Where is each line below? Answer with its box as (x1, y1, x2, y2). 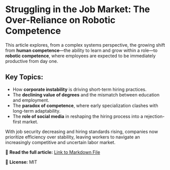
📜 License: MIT (5, 159, 38, 165)
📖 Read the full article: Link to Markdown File (5, 149, 100, 155)
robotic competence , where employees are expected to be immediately (5, 52, 156, 59)
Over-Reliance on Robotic (5, 14, 116, 26)
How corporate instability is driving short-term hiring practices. (12, 86, 147, 92)
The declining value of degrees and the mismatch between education (12, 91, 160, 97)
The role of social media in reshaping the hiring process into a (12, 113, 144, 119)
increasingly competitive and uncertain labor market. (5, 139, 116, 145)
